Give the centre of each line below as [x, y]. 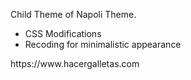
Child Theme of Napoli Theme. [73, 14]
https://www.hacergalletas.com [75, 63]
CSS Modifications [63, 33]
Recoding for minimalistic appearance [103, 44]
